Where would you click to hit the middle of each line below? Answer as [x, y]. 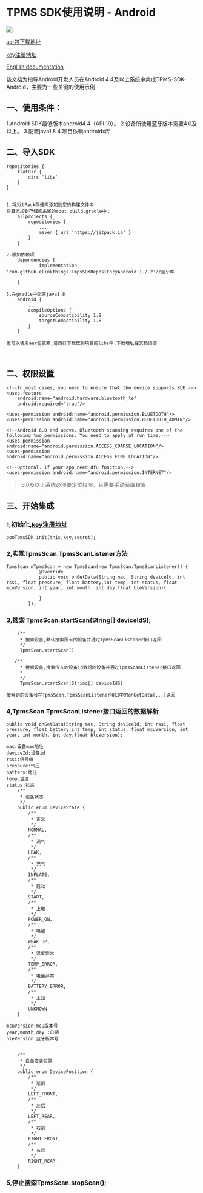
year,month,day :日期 [33, 1032]
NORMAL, [38, 830]
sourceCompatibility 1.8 [70, 315]
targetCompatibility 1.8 [70, 321]
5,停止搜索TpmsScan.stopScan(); [57, 1183]
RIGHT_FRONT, [45, 1138]
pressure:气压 [23, 766]
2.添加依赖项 [20, 255]
